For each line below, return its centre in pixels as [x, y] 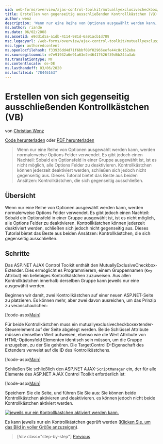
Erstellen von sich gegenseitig [67, 97]
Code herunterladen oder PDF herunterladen [50, 140]
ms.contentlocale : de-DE [30, 64]
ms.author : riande [24, 28]
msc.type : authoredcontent [32, 46]
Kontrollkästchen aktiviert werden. [39, 403]
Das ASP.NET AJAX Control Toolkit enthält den [52, 265]
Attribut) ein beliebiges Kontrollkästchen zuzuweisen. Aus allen [68, 276]
